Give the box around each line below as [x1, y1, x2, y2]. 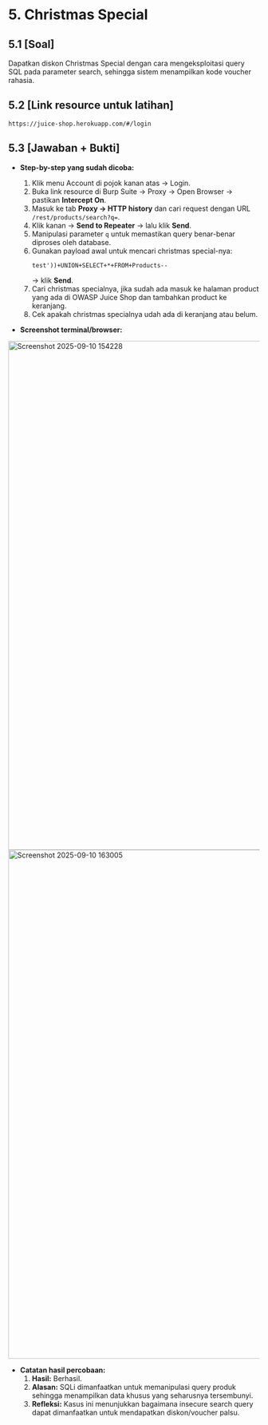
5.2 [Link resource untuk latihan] [8, 98, 174, 113]
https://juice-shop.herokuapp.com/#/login [8, 120, 152, 128]
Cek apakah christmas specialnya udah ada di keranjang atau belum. [31, 309, 258, 319]
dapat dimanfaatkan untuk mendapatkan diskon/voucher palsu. [31, 1407, 240, 1417]
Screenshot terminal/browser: [19, 325, 123, 334]
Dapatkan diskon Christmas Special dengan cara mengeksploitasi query [8, 58, 245, 68]
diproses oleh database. [31, 237, 112, 247]
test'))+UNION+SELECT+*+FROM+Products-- [31, 261, 168, 269]
